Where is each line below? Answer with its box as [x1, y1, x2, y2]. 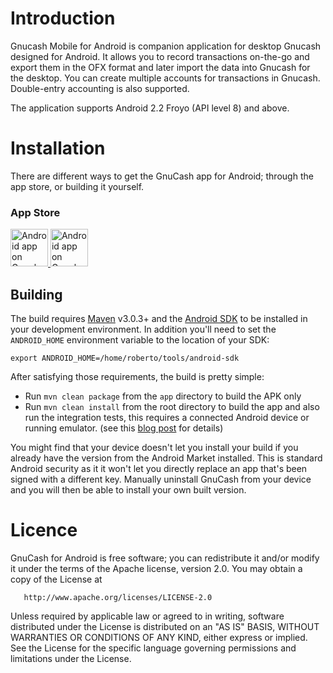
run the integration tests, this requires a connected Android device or [24, 411, 310, 423]
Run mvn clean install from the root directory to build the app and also [24, 400, 320, 412]
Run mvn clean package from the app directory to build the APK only [24, 390, 302, 402]
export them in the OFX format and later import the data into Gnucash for [10, 61, 311, 73]
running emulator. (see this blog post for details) [24, 422, 224, 434]
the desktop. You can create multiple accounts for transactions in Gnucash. [10, 72, 321, 84]
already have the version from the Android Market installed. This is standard [10, 452, 323, 464]
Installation [10, 137, 106, 160]
